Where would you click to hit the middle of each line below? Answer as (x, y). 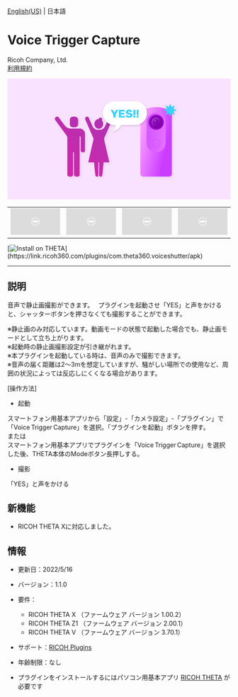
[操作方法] (22, 388)
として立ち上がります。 (53, 338)
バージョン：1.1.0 (42, 584)
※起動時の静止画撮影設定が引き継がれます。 (71, 346)
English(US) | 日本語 (36, 11)
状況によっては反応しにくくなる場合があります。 (90, 373)
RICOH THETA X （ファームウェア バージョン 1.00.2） (107, 615)
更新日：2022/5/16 (45, 569)
